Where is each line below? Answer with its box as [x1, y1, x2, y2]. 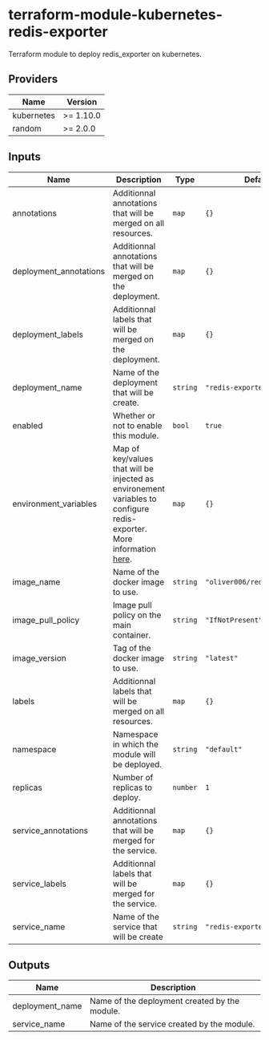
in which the [112, 739, 159, 750]
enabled [12, 419, 43, 431]
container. [112, 629, 151, 641]
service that [112, 921, 158, 932]
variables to [112, 493, 158, 504]
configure [112, 503, 150, 514]
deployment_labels [12, 329, 84, 340]
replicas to [112, 782, 153, 793]
